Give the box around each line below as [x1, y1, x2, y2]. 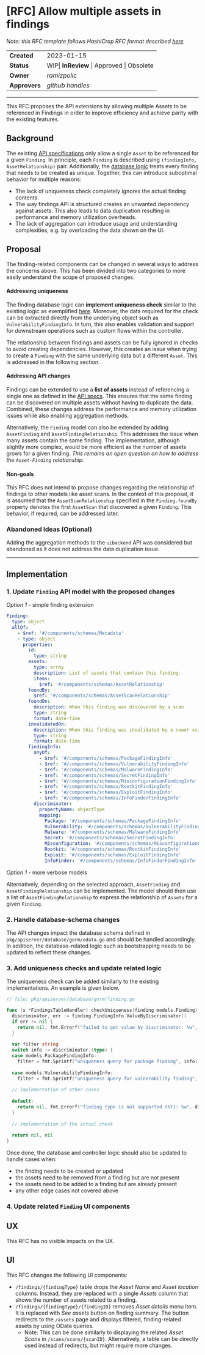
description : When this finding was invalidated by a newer [33, 727, 190, 733]
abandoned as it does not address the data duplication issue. [6, 546, 160, 553]
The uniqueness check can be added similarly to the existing [6, 978, 159, 986]
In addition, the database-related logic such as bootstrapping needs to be [6, 942, 192, 949]
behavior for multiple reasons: [6, 176, 82, 183]
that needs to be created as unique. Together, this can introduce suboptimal [6, 169, 197, 176]
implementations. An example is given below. [6, 984, 120, 992]
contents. [15, 194, 40, 201]
